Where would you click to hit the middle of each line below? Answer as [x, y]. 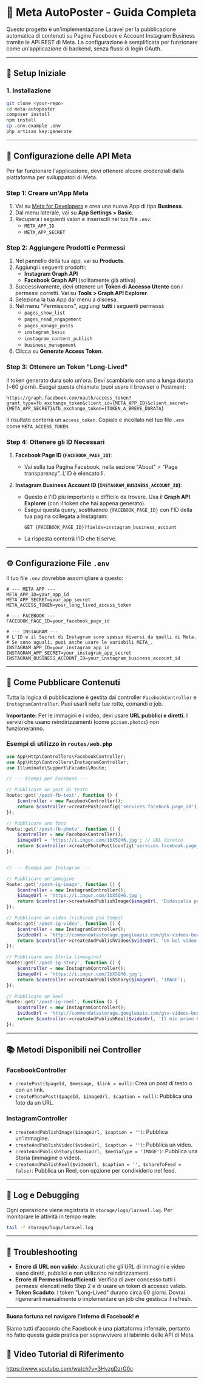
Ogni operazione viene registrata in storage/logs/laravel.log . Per [90, 1210]
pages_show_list [45, 313]
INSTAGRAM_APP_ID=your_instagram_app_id [58, 647]
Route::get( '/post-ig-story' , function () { [63, 963]
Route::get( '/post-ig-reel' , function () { [62, 1002]
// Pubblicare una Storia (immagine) [54, 957]
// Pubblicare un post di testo [47, 790]
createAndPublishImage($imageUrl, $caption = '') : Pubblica [91, 1131]
